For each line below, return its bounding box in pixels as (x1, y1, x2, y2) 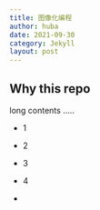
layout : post (9, 47, 59, 56)
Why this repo (9, 81, 91, 96)
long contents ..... (9, 105, 75, 115)
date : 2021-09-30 (9, 30, 75, 39)
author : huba (9, 22, 59, 31)
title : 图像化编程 (9, 13, 73, 23)
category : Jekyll (9, 38, 75, 48)
